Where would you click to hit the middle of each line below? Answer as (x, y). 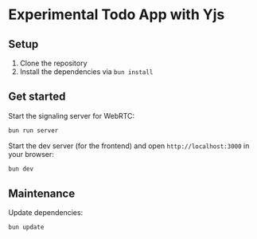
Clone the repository (53, 63)
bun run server (33, 130)
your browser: (31, 154)
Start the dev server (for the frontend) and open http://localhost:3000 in (129, 146)
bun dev (21, 169)
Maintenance (42, 193)
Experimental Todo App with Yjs (117, 15)
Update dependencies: (46, 213)
